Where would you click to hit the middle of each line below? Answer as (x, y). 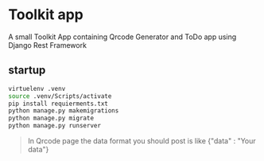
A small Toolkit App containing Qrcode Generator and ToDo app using (122, 37)
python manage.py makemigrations (64, 111)
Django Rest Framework (48, 45)
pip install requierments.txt (58, 104)
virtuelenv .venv (37, 88)
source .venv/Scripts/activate (60, 96)
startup (27, 71)
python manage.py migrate (51, 118)
